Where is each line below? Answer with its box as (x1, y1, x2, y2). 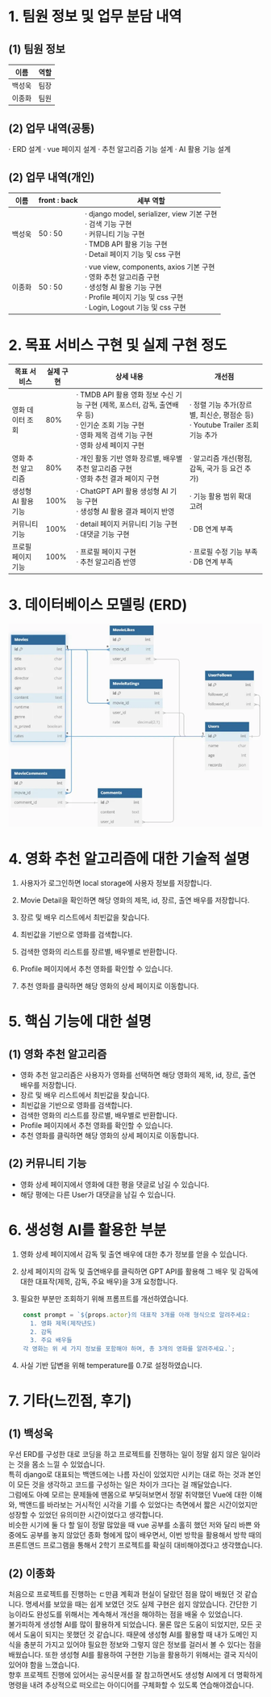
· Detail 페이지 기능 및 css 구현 (84, 249, 181, 259)
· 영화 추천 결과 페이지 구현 (76, 474, 160, 483)
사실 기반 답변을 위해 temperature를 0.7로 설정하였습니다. (19, 1361, 203, 1371)
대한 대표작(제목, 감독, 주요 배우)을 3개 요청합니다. (19, 1276, 178, 1286)
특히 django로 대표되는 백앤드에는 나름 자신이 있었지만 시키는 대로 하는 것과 (8, 1470, 246, 1480)
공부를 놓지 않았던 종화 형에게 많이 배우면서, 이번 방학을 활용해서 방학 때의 (29, 1531, 262, 1540)
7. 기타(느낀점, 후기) (8, 1392, 132, 1410)
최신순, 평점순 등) (199, 410, 254, 420)
